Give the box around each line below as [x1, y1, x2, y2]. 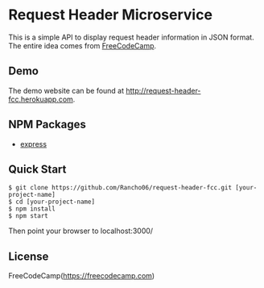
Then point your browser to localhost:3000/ [8, 226, 154, 236]
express [19, 139, 47, 148]
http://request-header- [126, 86, 201, 95]
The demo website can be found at [8, 86, 125, 95]
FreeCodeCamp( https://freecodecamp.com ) [8, 271, 155, 281]
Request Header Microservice [8, 6, 213, 24]
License [8, 249, 49, 263]
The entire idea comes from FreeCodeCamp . [8, 40, 157, 50]
